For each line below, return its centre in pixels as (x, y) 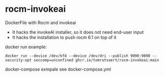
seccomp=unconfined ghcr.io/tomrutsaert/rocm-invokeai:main (96, 60)
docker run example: (26, 47)
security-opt (18, 60)
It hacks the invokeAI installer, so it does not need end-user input (78, 32)
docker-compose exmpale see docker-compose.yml (58, 69)
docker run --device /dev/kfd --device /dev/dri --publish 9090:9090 (78, 56)
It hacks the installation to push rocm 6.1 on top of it (64, 37)
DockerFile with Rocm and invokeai (41, 23)
